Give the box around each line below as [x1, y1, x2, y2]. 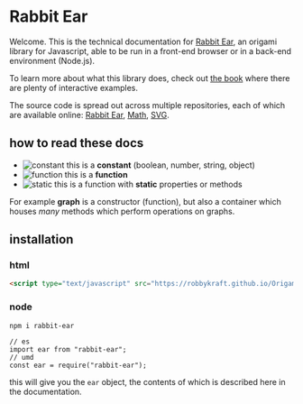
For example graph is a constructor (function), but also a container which [9, 196, 282, 207]
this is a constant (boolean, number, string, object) [66, 160, 255, 170]
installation [9, 232, 74, 247]
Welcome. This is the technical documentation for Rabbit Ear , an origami [9, 36, 278, 47]
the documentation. [9, 386, 83, 397]
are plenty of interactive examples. [9, 82, 138, 93]
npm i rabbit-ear [9, 321, 75, 330]
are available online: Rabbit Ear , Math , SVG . [9, 109, 170, 120]
